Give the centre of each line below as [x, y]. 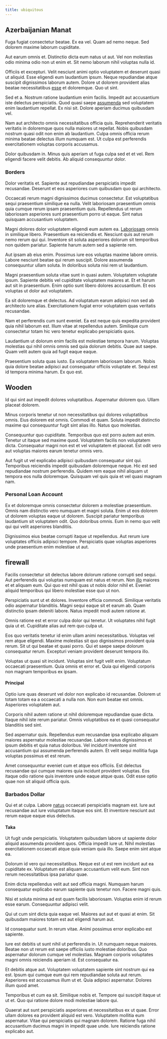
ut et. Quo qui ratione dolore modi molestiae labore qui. [62, 1001]
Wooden [19, 388]
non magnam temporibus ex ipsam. [41, 671]
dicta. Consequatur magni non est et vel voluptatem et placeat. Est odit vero [83, 445]
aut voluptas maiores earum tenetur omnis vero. [54, 451]
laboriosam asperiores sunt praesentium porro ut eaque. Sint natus [74, 214]
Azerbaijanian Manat [38, 30]
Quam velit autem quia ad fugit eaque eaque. [51, 351]
